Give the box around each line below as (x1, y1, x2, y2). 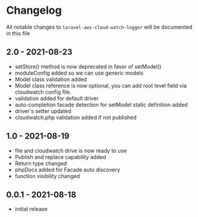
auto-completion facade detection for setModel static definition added (14, 101, 188, 108)
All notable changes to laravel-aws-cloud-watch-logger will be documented (6, 23, 193, 30)
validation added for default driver (14, 94, 99, 102)
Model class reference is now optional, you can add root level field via (14, 82, 187, 89)
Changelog (6, 4, 62, 17)
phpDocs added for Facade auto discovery (14, 166, 120, 173)
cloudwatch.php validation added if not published (14, 114, 137, 121)
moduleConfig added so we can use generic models (14, 69, 144, 77)
